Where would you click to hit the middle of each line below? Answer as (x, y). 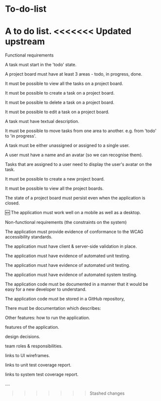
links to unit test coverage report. (38, 365)
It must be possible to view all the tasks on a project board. (64, 83)
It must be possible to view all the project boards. (54, 188)
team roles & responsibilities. (34, 346)
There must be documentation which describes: (53, 308)
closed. (12, 203)
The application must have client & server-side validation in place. (71, 246)
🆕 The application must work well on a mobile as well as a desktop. (73, 213)
